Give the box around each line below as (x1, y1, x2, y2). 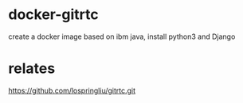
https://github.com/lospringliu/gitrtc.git (8, 86, 136, 95)
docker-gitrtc (8, 6, 100, 24)
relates (8, 59, 56, 78)
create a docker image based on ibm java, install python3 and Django (8, 32, 236, 41)
